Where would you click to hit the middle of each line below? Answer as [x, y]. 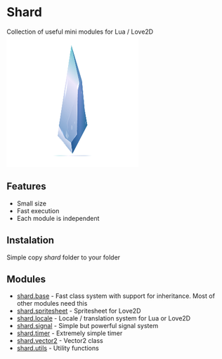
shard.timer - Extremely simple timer [70, 333]
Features [26, 187]
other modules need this [52, 304]
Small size [32, 203]
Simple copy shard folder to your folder [64, 257]
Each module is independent [58, 218]
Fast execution [38, 210]
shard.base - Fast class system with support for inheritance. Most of [116, 296]
